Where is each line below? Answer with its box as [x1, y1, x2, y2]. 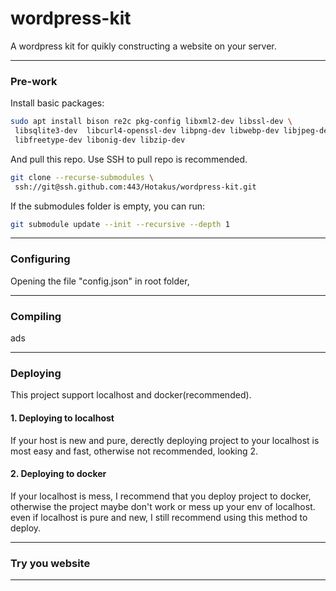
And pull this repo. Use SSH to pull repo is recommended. [10, 153, 248, 165]
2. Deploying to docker [10, 468, 107, 480]
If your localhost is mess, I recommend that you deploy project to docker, [10, 490, 312, 502]
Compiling [10, 309, 62, 323]
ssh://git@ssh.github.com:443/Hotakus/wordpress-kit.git [14, 182, 257, 192]
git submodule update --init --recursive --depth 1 [10, 219, 230, 229]
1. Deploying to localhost [10, 412, 115, 424]
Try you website [10, 556, 91, 570]
